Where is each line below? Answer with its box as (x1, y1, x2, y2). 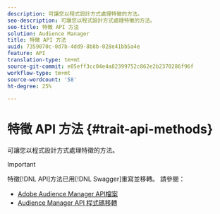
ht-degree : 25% (7, 83, 52, 90)
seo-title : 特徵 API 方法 (7, 23, 80, 30)
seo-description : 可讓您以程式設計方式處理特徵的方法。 (7, 17, 156, 24)
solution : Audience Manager (7, 30, 90, 37)
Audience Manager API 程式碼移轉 (17, 198, 118, 207)
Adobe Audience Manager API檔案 (17, 190, 118, 198)
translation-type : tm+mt (7, 57, 80, 64)
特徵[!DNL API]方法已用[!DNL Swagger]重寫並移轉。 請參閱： (7, 174, 185, 184)
